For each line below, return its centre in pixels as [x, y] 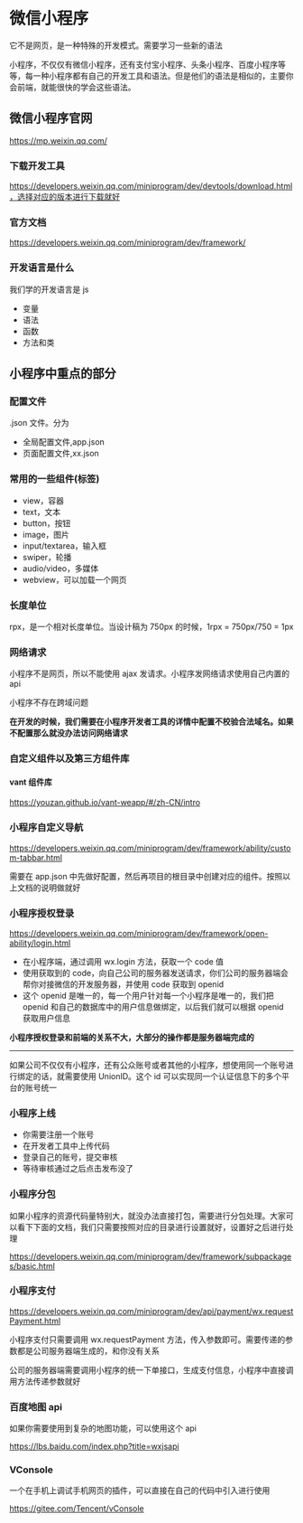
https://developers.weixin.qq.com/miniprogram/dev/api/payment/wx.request [151, 1311]
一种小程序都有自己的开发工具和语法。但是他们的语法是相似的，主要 [159, 75]
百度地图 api [36, 1406]
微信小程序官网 [51, 118]
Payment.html [35, 1321]
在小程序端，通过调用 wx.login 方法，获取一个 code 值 [123, 961]
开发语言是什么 [42, 268]
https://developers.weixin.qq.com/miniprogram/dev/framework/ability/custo [150, 848]
